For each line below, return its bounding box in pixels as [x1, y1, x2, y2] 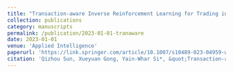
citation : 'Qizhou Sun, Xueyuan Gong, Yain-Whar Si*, [7, 56, 166, 63]
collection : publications [7, 17, 82, 24]
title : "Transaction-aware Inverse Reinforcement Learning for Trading [7, 10, 218, 17]
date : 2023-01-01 [7, 36, 58, 43]
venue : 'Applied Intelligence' [7, 42, 98, 49]
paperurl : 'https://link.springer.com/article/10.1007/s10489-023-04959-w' [7, 49, 231, 56]
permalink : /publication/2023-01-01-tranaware [7, 29, 144, 37]
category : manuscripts [7, 23, 73, 30]
